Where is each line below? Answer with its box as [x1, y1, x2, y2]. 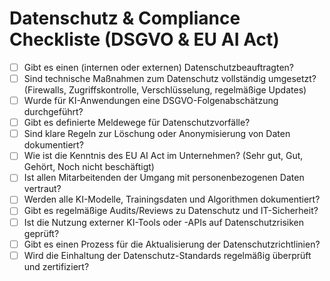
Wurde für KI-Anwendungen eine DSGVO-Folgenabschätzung [23, 95, 279, 107]
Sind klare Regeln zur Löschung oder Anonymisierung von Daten [23, 128, 291, 140]
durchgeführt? [23, 106, 84, 118]
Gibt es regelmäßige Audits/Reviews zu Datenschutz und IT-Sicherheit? [23, 205, 319, 217]
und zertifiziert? [23, 260, 90, 272]
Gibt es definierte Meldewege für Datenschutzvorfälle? [23, 117, 251, 129]
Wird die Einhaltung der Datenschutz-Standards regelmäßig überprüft [23, 249, 312, 261]
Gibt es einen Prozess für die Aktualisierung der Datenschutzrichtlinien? [23, 238, 321, 250]
